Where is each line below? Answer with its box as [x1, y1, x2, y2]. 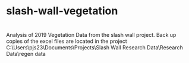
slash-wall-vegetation [6, 4, 118, 18]
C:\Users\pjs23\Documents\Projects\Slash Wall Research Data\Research [6, 44, 183, 51]
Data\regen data [6, 51, 46, 58]
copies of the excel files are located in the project [6, 37, 128, 45]
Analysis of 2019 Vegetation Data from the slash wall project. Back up [6, 31, 177, 39]
